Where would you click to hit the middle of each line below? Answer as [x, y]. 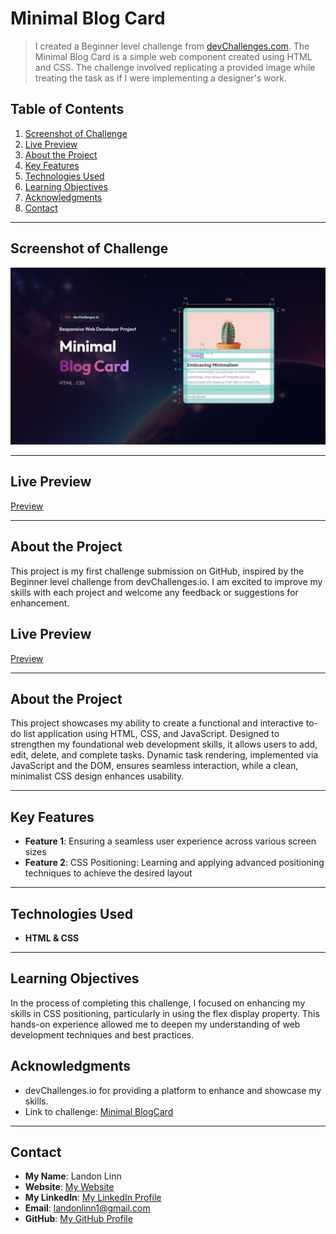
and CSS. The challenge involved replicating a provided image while [175, 67]
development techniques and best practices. [102, 1034]
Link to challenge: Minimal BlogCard [99, 1111]
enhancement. [40, 603]
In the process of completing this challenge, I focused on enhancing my [158, 1003]
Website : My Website [69, 1187]
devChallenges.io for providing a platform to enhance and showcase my [173, 1090]
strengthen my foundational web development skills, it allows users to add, [164, 744]
